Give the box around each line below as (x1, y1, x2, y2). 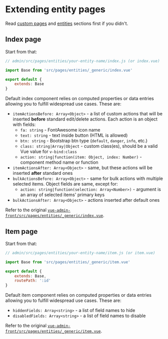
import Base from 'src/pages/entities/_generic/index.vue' (5, 68, 133, 73)
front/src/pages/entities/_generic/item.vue (5, 329, 101, 334)
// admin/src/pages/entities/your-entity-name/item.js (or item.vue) (5, 250, 156, 255)
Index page (5, 35, 42, 44)
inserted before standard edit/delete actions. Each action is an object (12, 116, 158, 122)
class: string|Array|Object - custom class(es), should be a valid (20, 143, 158, 149)
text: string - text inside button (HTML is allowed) (20, 132, 128, 138)
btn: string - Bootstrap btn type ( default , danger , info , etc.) (20, 138, 148, 144)
